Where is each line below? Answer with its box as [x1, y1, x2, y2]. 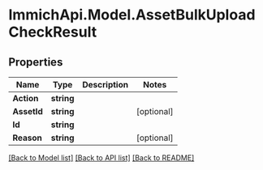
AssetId [12, 106, 43, 117]
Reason [12, 132, 43, 143]
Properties [8, 55, 63, 69]
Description [82, 79, 128, 90]
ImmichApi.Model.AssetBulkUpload [8, 6, 256, 24]
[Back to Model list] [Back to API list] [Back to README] [8, 153, 195, 163]
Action [12, 93, 39, 104]
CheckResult [8, 23, 97, 41]
